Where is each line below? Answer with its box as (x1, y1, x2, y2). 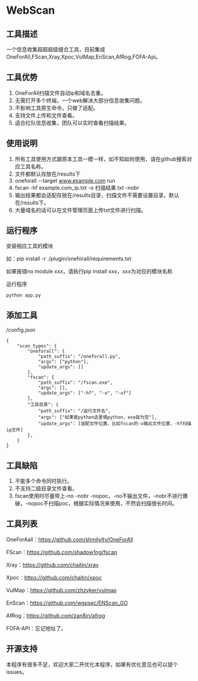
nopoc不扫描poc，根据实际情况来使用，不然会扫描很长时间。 (27, 500, 178, 507)
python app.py (6, 292, 42, 298)
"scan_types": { (17, 343, 58, 349)
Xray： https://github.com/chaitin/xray (6, 561, 99, 568)
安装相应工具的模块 (6, 242, 54, 249)
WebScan (6, 4, 55, 17)
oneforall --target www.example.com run (14, 177, 115, 184)
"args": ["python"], (37, 359, 89, 365)
